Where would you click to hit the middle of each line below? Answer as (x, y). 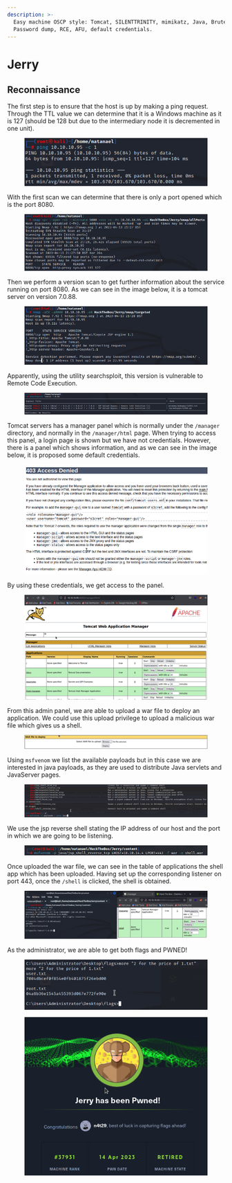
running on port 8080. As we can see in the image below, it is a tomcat (108, 289)
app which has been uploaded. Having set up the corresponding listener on (115, 874)
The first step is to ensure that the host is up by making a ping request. (108, 107)
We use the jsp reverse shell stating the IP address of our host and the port (114, 829)
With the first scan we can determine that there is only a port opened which (115, 197)
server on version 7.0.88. (42, 296)
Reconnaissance (44, 90)
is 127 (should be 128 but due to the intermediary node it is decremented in (114, 121)
